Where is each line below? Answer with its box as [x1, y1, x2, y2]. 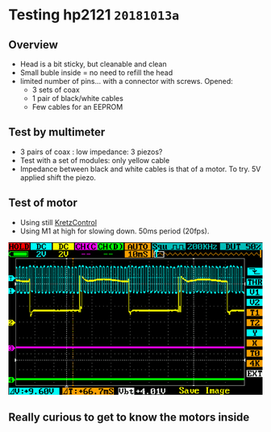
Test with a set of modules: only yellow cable [19, 155, 170, 165]
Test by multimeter [8, 125, 106, 139]
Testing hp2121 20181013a [8, 6, 180, 24]
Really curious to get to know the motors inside [8, 410, 250, 425]
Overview [8, 38, 59, 52]
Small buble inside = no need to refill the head [19, 68, 173, 78]
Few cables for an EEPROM [31, 103, 123, 111]
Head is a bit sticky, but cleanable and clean [19, 59, 167, 69]
